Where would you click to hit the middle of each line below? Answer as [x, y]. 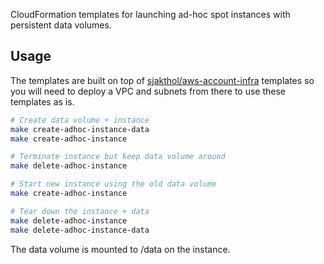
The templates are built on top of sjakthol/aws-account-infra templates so [162, 80]
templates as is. [42, 101]
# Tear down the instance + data [80, 211]
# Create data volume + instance [80, 120]
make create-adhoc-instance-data [80, 129]
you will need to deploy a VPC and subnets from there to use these [148, 91]
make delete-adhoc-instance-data [80, 230]
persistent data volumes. [61, 25]
